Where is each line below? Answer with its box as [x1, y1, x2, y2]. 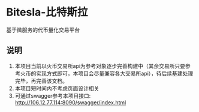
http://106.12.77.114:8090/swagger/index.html [14, 99, 126, 106]
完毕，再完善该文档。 [14, 77, 68, 84]
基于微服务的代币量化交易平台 [6, 26, 80, 33]
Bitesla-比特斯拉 [6, 5, 88, 19]
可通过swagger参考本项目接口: [14, 92, 91, 99]
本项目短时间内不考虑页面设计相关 [14, 85, 99, 92]
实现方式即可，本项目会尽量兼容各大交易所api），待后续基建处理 [35, 70, 194, 77]
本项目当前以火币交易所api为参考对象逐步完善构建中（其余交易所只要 [14, 62, 186, 69]
